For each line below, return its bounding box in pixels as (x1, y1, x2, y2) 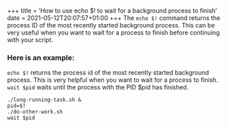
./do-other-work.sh (7, 109, 63, 116)
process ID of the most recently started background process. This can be (7, 21, 215, 29)
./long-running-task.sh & (7, 96, 81, 103)
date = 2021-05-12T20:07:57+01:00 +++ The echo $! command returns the (7, 14, 221, 22)
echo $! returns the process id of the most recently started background (7, 69, 210, 77)
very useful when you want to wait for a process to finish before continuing (7, 28, 220, 36)
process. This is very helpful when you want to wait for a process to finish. (7, 76, 219, 84)
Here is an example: (7, 52, 75, 62)
